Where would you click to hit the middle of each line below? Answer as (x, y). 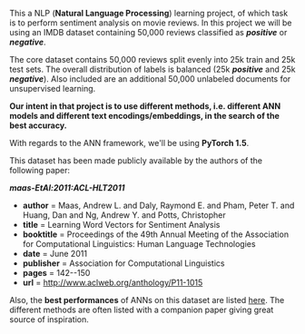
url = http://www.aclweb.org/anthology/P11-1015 (113, 282)
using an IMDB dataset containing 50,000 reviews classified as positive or (148, 32)
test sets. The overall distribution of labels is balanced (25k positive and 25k (152, 69)
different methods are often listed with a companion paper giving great (142, 309)
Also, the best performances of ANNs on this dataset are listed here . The (147, 300)
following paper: (40, 170)
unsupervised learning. (53, 88)
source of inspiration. (49, 319)
